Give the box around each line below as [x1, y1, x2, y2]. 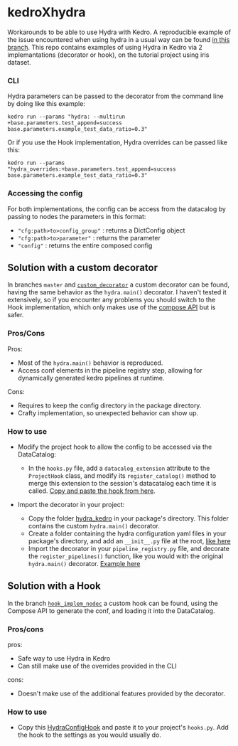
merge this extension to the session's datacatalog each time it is [28, 479, 217, 487]
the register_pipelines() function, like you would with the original [28, 552, 224, 560]
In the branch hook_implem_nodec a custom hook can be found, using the [7, 599, 218, 607]
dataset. [7, 58, 32, 66]
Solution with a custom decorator [7, 261, 158, 274]
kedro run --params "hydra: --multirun [7, 113, 126, 121]
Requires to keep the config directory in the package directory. [17, 401, 202, 410]
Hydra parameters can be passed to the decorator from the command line [7, 92, 224, 100]
